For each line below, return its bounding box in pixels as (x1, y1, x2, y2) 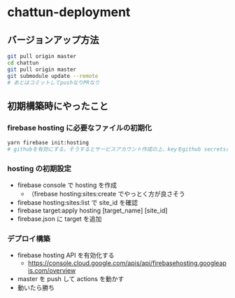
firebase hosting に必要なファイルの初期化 (7, 123, 152, 133)
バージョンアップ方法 (7, 34, 99, 46)
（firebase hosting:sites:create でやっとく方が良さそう (27, 190, 185, 198)
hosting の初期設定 (7, 163, 71, 173)
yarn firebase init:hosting (7, 140, 90, 147)
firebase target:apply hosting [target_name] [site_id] (17, 206, 168, 215)
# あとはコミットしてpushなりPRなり (7, 79, 100, 86)
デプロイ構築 (7, 234, 51, 244)
